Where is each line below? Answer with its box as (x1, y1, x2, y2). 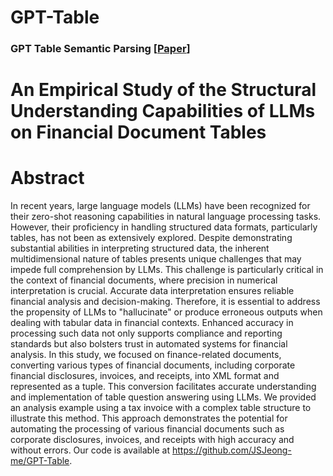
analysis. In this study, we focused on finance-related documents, (10, 349, 282, 361)
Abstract (10, 167, 85, 190)
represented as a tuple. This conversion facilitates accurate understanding (10, 381, 317, 393)
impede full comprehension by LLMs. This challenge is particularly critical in (10, 264, 324, 276)
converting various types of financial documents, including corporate (10, 359, 296, 371)
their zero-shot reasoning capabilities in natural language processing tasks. (10, 211, 322, 223)
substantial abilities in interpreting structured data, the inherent (10, 242, 270, 255)
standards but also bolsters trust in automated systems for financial (10, 338, 288, 350)
